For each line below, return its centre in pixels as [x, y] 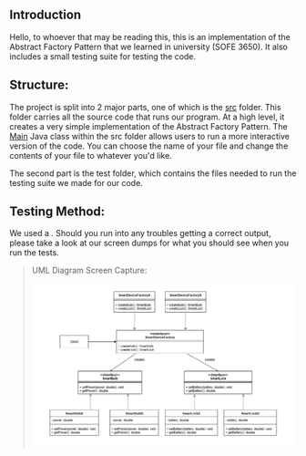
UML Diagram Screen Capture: [89, 270]
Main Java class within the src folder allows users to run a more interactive [149, 136]
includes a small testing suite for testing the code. [103, 56]
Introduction [46, 15]
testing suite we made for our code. [76, 182]
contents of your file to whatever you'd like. [91, 155]
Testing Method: [57, 212]
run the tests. [34, 253]
